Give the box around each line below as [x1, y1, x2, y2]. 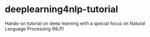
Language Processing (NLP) [5, 25, 65, 31]
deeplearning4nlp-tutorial [5, 4, 118, 15]
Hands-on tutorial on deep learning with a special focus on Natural [5, 20, 145, 26]
